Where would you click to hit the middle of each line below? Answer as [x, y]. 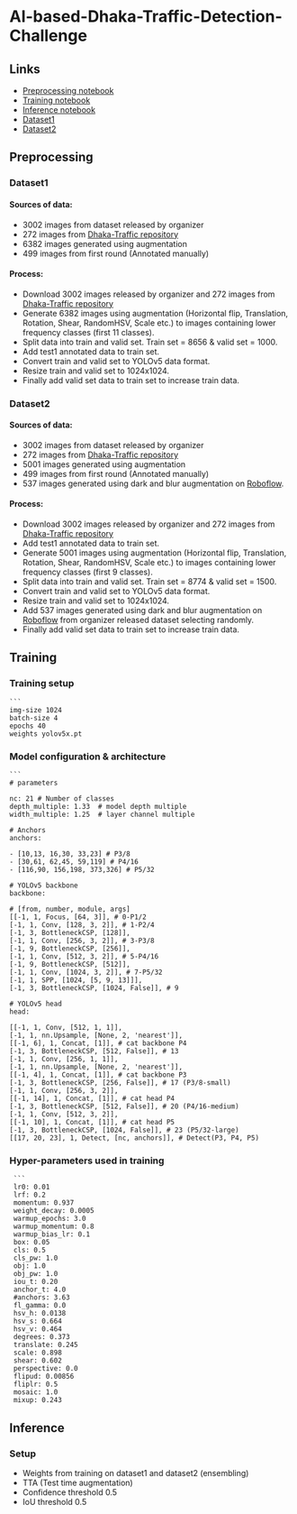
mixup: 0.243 [38, 1400]
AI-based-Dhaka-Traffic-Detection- [146, 17]
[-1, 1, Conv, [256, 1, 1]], [64, 1060]
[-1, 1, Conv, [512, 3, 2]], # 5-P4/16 [84, 957]
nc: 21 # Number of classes [62, 799]
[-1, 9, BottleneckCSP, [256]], [70, 949]
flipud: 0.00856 [44, 1377]
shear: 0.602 [38, 1361]
